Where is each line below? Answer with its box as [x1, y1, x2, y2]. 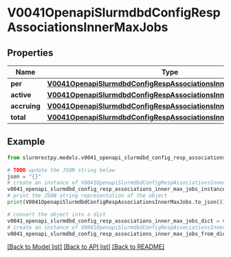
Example [7, 136, 45, 147]
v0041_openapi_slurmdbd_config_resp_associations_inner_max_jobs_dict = [7, 217, 220, 225]
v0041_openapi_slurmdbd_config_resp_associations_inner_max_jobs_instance [7, 186, 226, 193]
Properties [7, 47, 54, 59]
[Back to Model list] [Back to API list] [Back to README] [7, 243, 165, 251]
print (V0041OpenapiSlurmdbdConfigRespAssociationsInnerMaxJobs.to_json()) [7, 198, 226, 206]
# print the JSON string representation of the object [7, 192, 168, 199]
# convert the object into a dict [7, 211, 107, 218]
